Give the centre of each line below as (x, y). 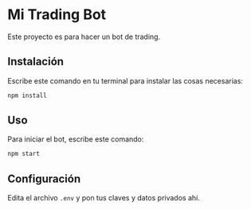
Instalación (36, 62)
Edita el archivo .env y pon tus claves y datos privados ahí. (104, 198)
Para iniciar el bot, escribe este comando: (76, 139)
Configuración (44, 179)
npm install (27, 95)
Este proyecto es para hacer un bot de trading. (84, 37)
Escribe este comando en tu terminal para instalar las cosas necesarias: (125, 80)
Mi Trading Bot (57, 15)
